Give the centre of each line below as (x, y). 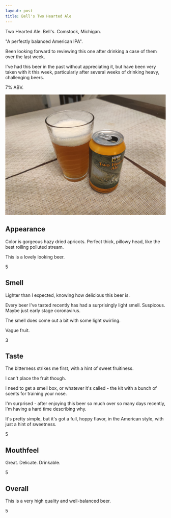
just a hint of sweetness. (31, 425)
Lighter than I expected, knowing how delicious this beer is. (67, 295)
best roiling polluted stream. (35, 247)
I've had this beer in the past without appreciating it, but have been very (81, 66)
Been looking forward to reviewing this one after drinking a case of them (81, 51)
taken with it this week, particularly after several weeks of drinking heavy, (82, 72)
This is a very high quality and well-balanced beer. (58, 501)
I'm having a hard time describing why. (46, 409)
